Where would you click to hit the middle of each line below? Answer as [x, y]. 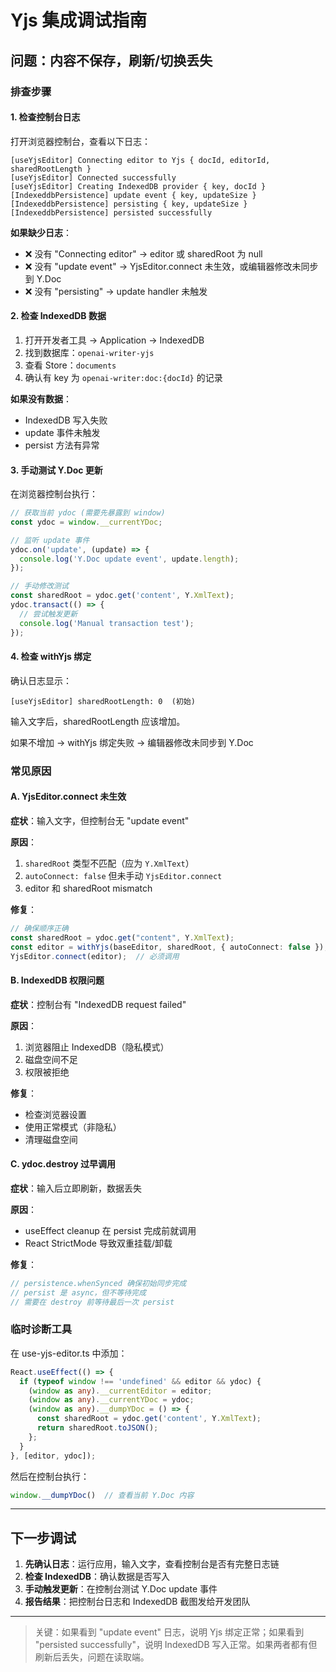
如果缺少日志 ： [41, 232]
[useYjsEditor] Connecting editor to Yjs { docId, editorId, [140, 160]
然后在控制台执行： [50, 1476]
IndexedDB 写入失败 [66, 420]
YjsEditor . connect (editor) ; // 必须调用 [95, 956]
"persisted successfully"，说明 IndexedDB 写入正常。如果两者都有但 [176, 1645]
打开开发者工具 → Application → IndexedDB [114, 340]
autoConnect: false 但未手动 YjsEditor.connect [123, 875]
